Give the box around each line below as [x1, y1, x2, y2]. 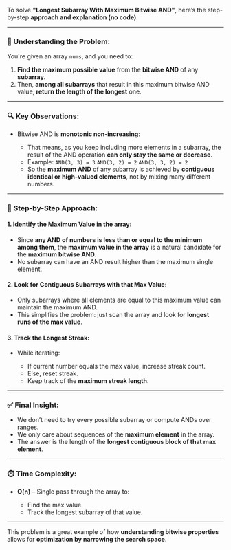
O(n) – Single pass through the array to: [16, 487, 130, 496]
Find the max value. [27, 500, 84, 509]
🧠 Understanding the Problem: [7, 36, 111, 46]
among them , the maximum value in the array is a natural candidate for [16, 243, 221, 251]
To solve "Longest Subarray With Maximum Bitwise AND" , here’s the [7, 6, 206, 14]
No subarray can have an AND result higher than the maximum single [16, 257, 214, 265]
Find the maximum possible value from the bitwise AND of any [16, 65, 199, 74]
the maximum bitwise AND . [16, 250, 97, 258]
